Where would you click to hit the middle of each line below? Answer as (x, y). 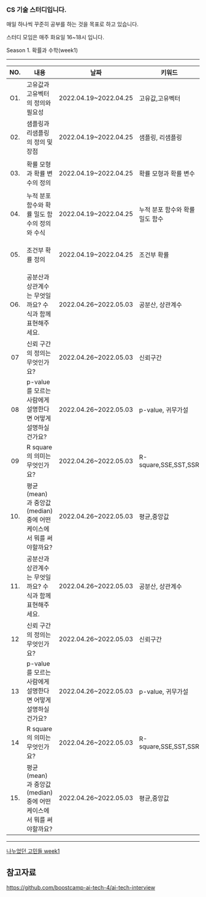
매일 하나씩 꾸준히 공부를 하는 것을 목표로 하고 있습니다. (73, 24)
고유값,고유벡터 (160, 98)
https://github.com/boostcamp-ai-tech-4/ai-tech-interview (81, 888)
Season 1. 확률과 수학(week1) (42, 50)
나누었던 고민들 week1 (33, 851)
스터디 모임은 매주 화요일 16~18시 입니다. (55, 37)
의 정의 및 (40, 142)
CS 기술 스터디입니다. (36, 9)
